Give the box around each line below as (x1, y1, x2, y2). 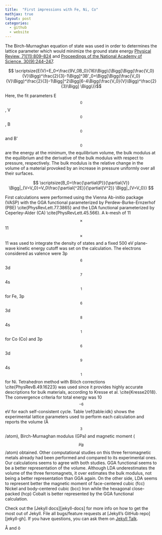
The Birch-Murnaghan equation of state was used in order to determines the (5, 43, 157, 49)
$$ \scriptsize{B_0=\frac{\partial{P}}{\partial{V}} (33, 180, 130, 185)
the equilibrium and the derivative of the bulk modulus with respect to (5, 155, 144, 161)
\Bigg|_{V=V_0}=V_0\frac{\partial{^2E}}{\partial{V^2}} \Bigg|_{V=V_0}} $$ (9, 185, 154, 191)
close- (132, 485, 145, 491)
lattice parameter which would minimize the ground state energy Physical (5, 48, 151, 54)
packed (5, 491, 20, 497)
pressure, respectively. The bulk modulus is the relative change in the (5, 160, 144, 166)
